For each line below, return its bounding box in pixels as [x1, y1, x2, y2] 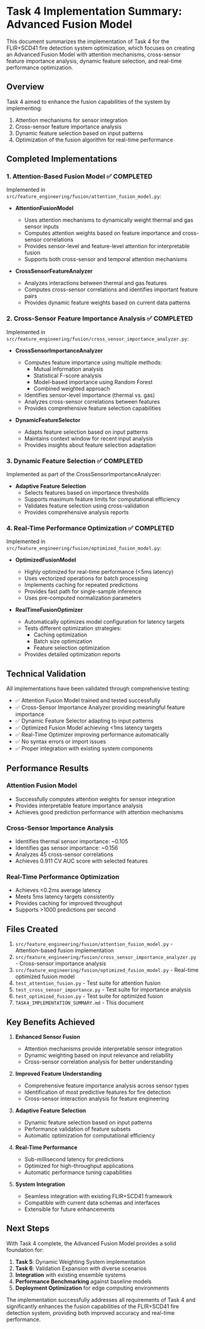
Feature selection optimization [33, 644, 110, 652]
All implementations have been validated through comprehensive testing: [6, 685, 190, 692]
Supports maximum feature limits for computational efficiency [24, 496, 181, 503]
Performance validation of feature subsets [24, 1126, 131, 1133]
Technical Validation [6, 668, 86, 679]
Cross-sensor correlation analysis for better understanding [24, 1058, 173, 1065]
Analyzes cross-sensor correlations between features [24, 398, 160, 405]
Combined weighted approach [33, 385, 110, 392]
